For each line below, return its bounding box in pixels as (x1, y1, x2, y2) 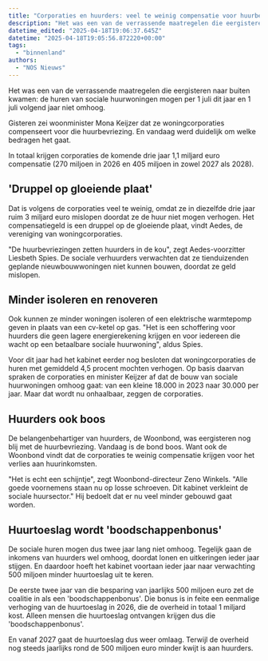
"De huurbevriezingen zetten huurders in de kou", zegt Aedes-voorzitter (8, 245, 246, 254)
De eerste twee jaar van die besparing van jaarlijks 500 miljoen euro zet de (8, 585, 254, 595)
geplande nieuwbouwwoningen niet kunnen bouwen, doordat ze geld (8, 261, 237, 271)
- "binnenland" (15, 49, 66, 57)
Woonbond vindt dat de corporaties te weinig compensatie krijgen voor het (8, 451, 255, 460)
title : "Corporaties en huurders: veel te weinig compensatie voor (8, 11, 238, 20)
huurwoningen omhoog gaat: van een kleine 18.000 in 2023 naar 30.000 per (8, 380, 259, 390)
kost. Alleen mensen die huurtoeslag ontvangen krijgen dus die (8, 611, 216, 620)
